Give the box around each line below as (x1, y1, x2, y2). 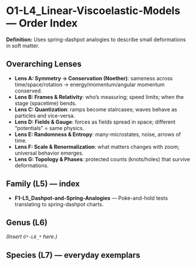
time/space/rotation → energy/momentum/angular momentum (14, 81, 165, 88)
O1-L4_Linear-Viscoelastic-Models (6, 4, 181, 18)
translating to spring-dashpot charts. (14, 200, 104, 207)
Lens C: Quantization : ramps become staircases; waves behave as (14, 105, 177, 112)
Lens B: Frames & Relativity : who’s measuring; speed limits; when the (14, 93, 184, 100)
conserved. (14, 87, 42, 94)
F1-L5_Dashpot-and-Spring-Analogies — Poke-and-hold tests (14, 195, 168, 202)
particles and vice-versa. (14, 112, 75, 119)
